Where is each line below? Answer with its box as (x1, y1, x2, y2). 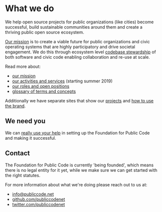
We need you (5, 117, 46, 125)
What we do (5, 3, 54, 14)
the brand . (5, 103, 26, 109)
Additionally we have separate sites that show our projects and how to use (5, 98, 154, 103)
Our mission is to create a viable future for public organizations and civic (5, 38, 150, 44)
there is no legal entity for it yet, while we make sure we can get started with (5, 167, 158, 173)
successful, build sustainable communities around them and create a (5, 24, 143, 30)
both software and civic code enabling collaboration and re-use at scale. (5, 54, 150, 60)
